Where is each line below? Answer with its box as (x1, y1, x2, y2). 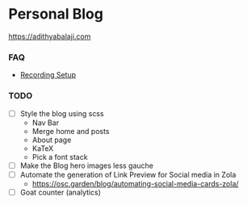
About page (31, 135, 72, 144)
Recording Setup (19, 70, 77, 80)
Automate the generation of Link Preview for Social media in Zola (19, 169, 237, 179)
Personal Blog (8, 5, 103, 23)
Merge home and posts (31, 126, 110, 136)
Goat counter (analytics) (19, 187, 101, 197)
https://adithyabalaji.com (8, 31, 91, 41)
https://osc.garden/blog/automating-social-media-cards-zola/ (31, 178, 240, 188)
